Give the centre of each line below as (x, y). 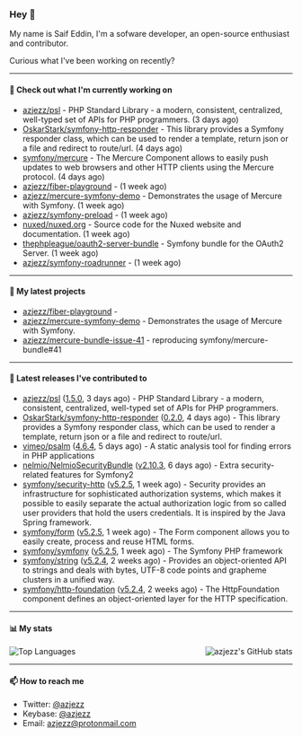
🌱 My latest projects (47, 292)
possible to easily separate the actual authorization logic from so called (154, 503)
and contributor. (39, 43)
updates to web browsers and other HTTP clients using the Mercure (148, 167)
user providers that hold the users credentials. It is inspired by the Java (154, 513)
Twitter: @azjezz (53, 705)
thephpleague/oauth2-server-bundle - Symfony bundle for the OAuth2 (153, 243)
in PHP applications (58, 455)
